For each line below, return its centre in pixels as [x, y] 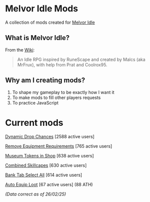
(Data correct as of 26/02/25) [36, 194]
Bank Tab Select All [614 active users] [44, 175]
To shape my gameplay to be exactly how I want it [63, 92]
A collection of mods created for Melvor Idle [50, 22]
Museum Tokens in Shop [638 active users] [50, 155]
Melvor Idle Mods [42, 9]
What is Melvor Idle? [37, 38]
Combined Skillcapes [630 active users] [46, 165]
